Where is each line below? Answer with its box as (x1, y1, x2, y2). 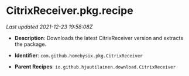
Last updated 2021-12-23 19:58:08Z (6, 23, 93, 30)
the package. (14, 41, 47, 48)
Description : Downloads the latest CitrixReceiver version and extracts (14, 34, 183, 41)
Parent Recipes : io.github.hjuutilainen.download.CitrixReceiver (14, 63, 176, 70)
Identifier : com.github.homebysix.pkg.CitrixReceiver (14, 52, 143, 59)
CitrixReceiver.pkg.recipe (6, 4, 133, 17)
